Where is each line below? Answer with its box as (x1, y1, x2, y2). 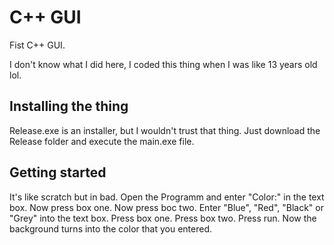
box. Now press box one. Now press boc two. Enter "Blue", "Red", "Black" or (9, 201, 324, 213)
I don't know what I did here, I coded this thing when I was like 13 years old (9, 58, 318, 70)
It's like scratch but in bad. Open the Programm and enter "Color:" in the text (9, 191, 325, 203)
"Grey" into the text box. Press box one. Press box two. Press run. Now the (9, 212, 317, 224)
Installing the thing (9, 98, 129, 115)
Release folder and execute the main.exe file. (9, 135, 195, 147)
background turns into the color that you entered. (9, 222, 213, 235)
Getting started (9, 164, 107, 181)
